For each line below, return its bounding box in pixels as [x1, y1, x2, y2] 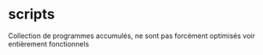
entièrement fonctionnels [8, 39, 89, 48]
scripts [8, 5, 55, 23]
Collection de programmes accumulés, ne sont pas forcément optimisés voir [8, 31, 255, 40]
